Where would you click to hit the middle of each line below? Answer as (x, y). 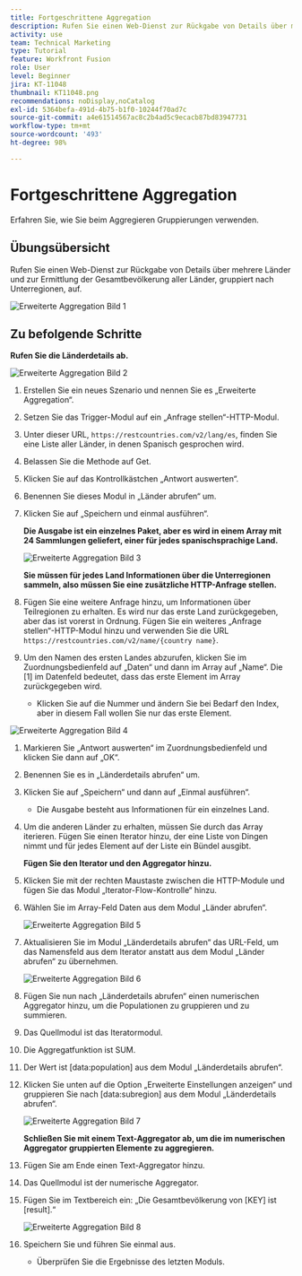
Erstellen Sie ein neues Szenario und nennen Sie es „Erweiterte (139, 390)
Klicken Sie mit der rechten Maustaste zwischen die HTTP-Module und (154, 881)
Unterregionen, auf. (46, 289)
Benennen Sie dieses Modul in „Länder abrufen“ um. (120, 496)
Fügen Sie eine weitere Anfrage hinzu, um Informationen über (137, 603)
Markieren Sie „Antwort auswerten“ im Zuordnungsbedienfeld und (145, 748)
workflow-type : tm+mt (51, 126)
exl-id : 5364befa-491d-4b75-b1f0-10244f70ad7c (99, 109)
